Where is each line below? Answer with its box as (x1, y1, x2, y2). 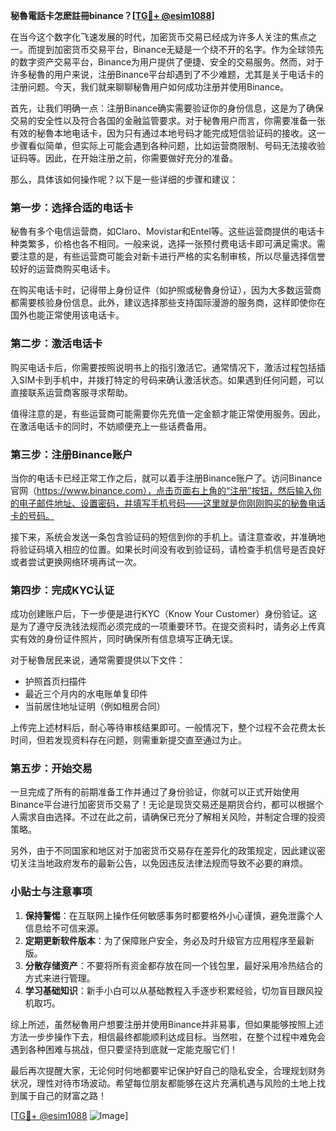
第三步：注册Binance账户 (10, 447, 133, 461)
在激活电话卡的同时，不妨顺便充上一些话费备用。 (10, 420, 212, 432)
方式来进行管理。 (24, 972, 96, 984)
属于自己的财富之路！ (18, 1089, 107, 1101)
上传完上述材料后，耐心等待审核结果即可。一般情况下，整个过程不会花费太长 (10, 722, 326, 734)
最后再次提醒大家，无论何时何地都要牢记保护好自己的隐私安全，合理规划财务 (10, 1064, 326, 1076)
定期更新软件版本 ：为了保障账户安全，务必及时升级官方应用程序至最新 (24, 934, 315, 946)
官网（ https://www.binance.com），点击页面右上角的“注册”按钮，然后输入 (10, 484, 313, 496)
